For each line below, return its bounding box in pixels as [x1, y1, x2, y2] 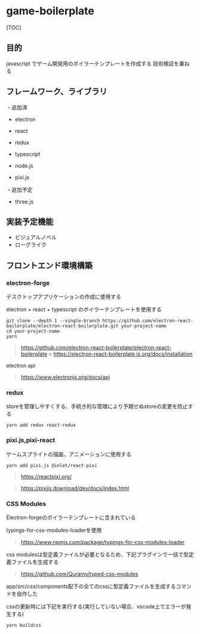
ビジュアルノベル [14, 233, 57, 241]
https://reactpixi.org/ [20, 473, 72, 480]
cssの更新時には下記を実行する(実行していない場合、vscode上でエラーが [6, 603, 186, 610]
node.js [14, 162, 34, 169]
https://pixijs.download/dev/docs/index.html [20, 484, 130, 492]
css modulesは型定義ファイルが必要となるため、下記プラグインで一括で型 [6, 551, 189, 558]
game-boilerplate [6, 4, 94, 18]
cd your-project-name [6, 328, 60, 335]
